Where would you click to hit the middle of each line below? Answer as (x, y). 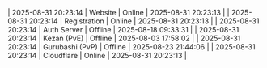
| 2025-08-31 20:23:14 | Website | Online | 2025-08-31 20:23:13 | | (119, 13)
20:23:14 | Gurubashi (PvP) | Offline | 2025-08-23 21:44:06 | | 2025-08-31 (131, 47)
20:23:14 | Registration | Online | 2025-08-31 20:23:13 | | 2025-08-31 (144, 21)
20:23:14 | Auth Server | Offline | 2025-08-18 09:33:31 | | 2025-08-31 (123, 30)
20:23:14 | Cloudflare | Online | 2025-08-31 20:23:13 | (97, 55)
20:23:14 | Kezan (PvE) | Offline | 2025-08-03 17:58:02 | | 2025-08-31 (124, 38)
